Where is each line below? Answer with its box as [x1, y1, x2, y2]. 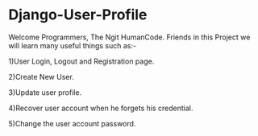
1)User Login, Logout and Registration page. [8, 56, 155, 66]
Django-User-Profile [8, 6, 148, 24]
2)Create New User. [8, 72, 74, 81]
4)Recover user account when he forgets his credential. [8, 103, 193, 113]
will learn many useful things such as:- [8, 40, 137, 50]
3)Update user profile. [8, 87, 82, 97]
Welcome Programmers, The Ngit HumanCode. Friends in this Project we [8, 32, 251, 42]
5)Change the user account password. [8, 118, 136, 128]
